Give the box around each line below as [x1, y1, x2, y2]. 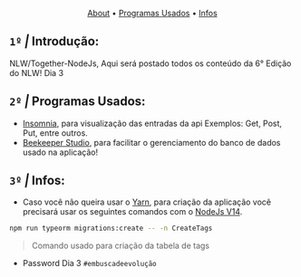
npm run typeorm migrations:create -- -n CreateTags [9, 224, 213, 234]
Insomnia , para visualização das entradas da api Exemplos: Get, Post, [22, 118, 283, 129]
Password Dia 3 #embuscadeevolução [22, 258, 157, 269]
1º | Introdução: [9, 33, 100, 49]
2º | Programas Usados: [9, 94, 146, 110]
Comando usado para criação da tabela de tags [31, 240, 210, 252]
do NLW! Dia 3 [9, 67, 64, 78]
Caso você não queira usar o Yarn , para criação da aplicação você [22, 196, 272, 207]
